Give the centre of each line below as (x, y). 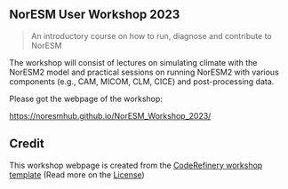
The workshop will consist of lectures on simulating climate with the (133, 62)
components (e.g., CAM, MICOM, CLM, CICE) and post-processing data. (142, 81)
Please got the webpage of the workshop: (86, 98)
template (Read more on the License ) (77, 174)
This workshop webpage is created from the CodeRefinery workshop (136, 165)
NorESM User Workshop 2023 (95, 15)
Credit (27, 144)
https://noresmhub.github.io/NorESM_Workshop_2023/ (110, 115)
